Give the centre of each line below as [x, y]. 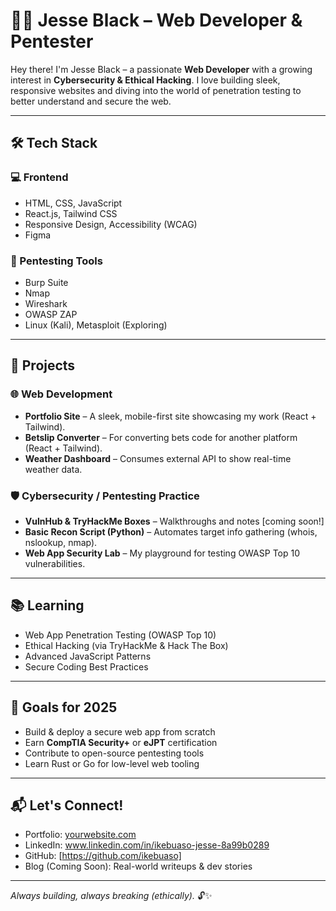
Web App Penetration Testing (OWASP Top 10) [120, 635]
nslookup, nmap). [61, 542]
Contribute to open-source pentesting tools [114, 753]
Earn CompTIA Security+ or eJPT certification [121, 742]
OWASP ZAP [51, 314]
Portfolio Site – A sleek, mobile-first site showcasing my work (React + [170, 416]
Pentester [52, 41]
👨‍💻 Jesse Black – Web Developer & [156, 20]
